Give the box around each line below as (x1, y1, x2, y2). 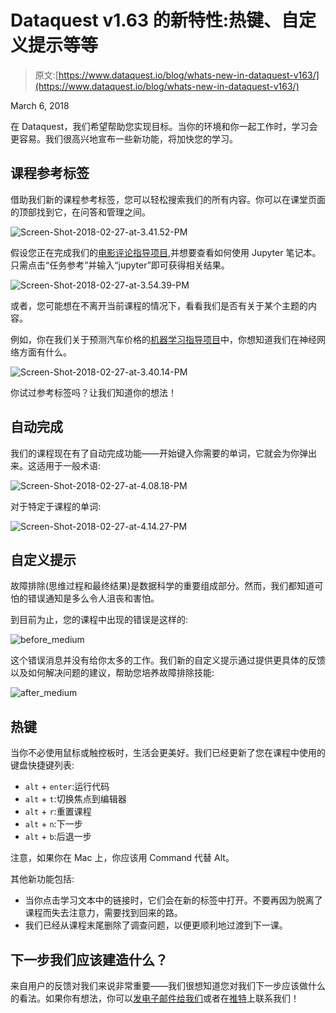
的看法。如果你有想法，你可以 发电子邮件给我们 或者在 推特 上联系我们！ (10, 992, 300, 1004)
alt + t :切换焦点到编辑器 (24, 793, 127, 805)
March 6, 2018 (10, 99, 70, 111)
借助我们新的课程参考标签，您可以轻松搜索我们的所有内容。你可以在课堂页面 (10, 193, 326, 205)
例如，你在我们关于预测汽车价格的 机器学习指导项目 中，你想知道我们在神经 (10, 333, 317, 345)
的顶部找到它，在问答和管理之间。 (10, 206, 151, 218)
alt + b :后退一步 (24, 831, 92, 843)
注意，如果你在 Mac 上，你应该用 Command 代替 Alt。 (10, 852, 235, 864)
